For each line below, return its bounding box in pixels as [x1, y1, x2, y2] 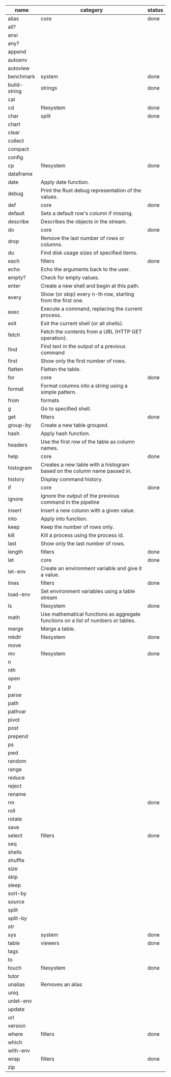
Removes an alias [40, 981, 82, 988]
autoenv [8, 56, 27, 63]
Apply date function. [40, 179, 90, 185]
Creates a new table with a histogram [40, 461, 130, 468]
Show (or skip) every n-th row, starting [40, 291, 134, 297]
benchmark [8, 73, 36, 80]
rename [8, 791, 26, 798]
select [8, 832, 23, 839]
